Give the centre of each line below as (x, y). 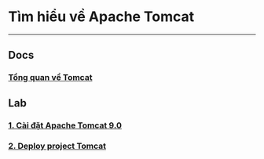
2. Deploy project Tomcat (57, 146)
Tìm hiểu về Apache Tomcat (101, 17)
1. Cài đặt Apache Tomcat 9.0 (65, 125)
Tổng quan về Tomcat (50, 78)
